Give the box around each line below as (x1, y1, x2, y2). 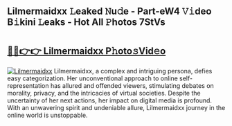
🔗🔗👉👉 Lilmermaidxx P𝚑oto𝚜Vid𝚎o (7, 45, 166, 57)
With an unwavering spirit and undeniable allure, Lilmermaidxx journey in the (7, 104, 226, 111)
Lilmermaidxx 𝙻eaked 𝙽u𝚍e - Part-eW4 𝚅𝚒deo (7, 6, 212, 17)
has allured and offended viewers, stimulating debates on (50, 82, 215, 89)
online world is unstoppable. (7, 111, 88, 119)
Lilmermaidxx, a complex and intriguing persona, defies (53, 67, 213, 75)
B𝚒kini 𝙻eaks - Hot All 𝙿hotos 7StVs (7, 17, 166, 28)
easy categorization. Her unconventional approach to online (7, 74, 178, 82)
